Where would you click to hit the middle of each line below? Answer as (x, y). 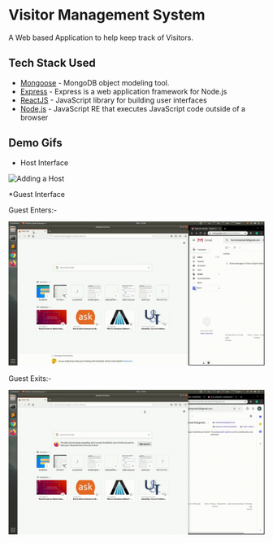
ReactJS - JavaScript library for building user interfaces (113, 100)
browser (34, 117)
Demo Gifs (35, 143)
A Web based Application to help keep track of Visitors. (101, 37)
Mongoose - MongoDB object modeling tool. (95, 82)
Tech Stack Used (52, 63)
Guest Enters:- (33, 210)
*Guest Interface (37, 194)
